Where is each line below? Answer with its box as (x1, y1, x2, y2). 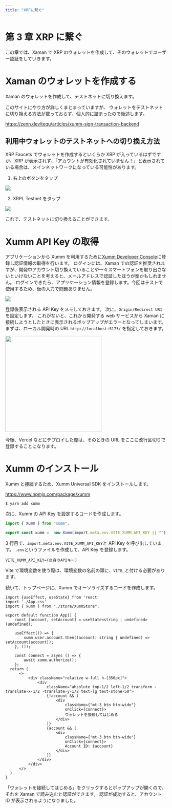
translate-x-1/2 (5, 689, 40, 694)
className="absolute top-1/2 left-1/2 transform (46, 684, 153, 689)
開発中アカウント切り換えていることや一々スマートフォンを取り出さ (18, 267, 162, 273)
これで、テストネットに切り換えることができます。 (5, 216, 113, 222)
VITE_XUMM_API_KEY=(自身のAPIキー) (5, 558, 78, 563)
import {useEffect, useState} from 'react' (5, 594, 100, 600)
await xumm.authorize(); (24, 657, 77, 663)
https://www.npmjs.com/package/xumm (5, 491, 91, 497)
